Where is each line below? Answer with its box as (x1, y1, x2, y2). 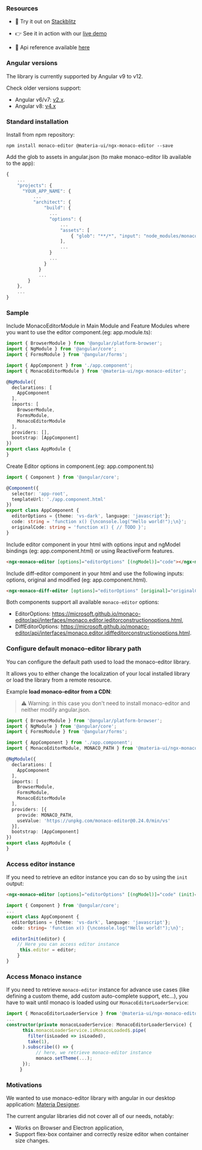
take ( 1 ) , (28, 1039, 50, 1045)
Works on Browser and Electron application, (14, 1124, 124, 1131)
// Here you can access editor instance (17, 941, 120, 948)
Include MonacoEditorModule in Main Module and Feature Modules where (6, 322, 190, 329)
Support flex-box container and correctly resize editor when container (14, 1131, 189, 1138)
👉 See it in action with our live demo (14, 30, 107, 37)
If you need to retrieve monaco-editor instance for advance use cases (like (6, 986, 190, 993)
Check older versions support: (6, 84, 82, 92)
